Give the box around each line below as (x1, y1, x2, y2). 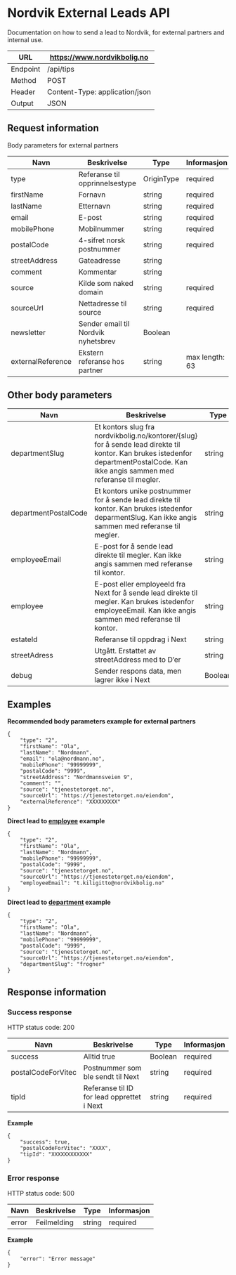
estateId (11, 634, 38, 644)
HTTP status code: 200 (7, 1024, 75, 1032)
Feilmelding (35, 1217, 74, 1227)
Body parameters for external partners (7, 140, 119, 149)
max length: (185, 352, 225, 362)
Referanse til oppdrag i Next (94, 634, 187, 644)
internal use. (7, 35, 44, 44)
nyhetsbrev (78, 336, 116, 346)
